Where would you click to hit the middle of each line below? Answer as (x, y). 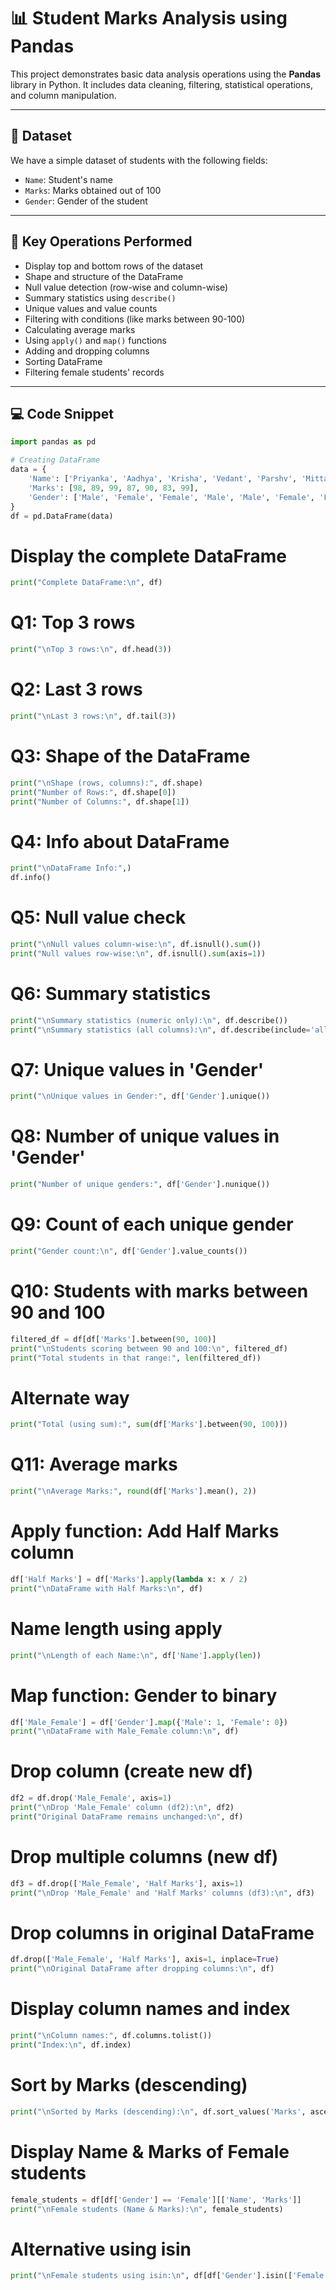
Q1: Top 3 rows (73, 622)
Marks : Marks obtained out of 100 (93, 190)
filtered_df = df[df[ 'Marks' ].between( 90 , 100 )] (113, 1339)
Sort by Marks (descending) (129, 2085)
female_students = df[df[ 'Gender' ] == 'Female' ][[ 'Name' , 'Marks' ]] (156, 2200)
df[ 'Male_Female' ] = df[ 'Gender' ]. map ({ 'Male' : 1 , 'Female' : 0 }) (149, 1722)
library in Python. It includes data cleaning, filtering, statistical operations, (161, 84)
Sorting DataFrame (63, 361)
